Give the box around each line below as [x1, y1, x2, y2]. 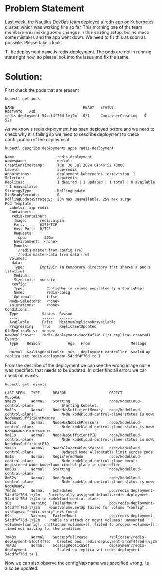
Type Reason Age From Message [9, 341, 146, 346]
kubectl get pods [5, 96, 40, 101]
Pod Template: [5, 201, 34, 206]
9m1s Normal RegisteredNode [5, 454, 83, 459]
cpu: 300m [17, 235, 53, 240]
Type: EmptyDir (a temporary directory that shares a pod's [14, 265, 151, 270]
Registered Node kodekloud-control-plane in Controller [5, 463, 120, 467]
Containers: [9, 209, 34, 214]
